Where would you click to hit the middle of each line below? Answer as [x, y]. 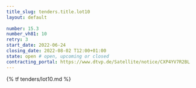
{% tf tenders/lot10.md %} [39, 79]
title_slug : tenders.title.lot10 [48, 12]
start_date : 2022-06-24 [36, 45]
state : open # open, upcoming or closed [58, 56]
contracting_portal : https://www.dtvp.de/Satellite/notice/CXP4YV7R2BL [98, 62]
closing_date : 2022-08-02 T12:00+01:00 [56, 51]
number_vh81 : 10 [27, 34]
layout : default [27, 17]
